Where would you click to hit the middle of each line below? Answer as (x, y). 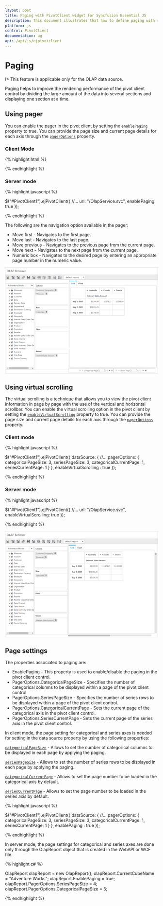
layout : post (18, 10)
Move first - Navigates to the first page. (51, 235)
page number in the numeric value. (47, 260)
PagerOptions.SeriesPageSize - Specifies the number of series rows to (83, 698)
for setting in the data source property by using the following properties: (77, 738)
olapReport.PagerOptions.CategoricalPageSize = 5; (56, 889)
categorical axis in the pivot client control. (54, 713)
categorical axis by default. (32, 782)
